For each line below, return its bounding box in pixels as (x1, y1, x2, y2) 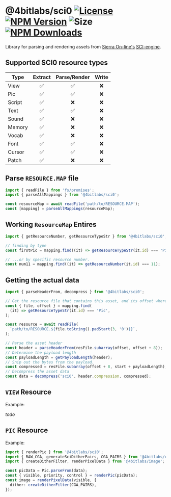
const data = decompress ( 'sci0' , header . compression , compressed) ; (5, 374, 152, 379)
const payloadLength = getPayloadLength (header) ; (5, 355, 113, 360)
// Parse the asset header (5, 341, 63, 346)
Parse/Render (55, 73, 90, 81)
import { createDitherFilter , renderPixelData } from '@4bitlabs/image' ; (5, 459, 165, 464)
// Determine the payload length (5, 350, 76, 355)
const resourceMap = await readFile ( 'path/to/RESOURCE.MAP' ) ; (5, 201, 140, 206)
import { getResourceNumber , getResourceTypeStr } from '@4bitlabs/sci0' (5, 233, 165, 239)
